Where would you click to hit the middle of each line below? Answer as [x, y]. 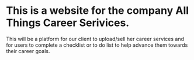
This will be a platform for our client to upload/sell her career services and [95, 39]
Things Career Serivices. [68, 23]
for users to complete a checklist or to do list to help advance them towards [97, 45]
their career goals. [28, 51]
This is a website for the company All [97, 11]
